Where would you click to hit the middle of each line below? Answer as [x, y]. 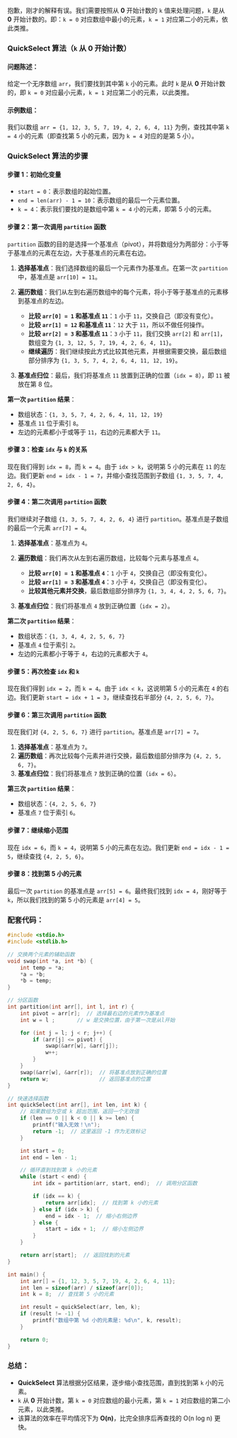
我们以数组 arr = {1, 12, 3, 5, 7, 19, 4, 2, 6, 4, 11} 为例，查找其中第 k [118, 127]
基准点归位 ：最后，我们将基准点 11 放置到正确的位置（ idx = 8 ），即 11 [120, 375]
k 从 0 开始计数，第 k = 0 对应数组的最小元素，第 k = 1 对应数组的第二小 [124, 1400]
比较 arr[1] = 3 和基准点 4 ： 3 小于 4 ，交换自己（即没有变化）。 [119, 582]
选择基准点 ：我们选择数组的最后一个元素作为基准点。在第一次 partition [123, 267]
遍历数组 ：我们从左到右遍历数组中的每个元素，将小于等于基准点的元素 [120, 292]
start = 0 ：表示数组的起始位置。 [66, 192]
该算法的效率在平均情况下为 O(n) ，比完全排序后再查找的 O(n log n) [115, 1418]
